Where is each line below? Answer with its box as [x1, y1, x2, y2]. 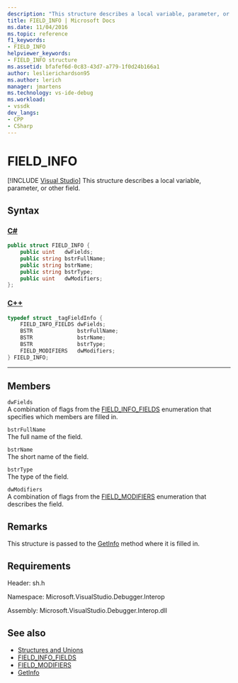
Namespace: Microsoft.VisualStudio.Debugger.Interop [7, 593, 165, 601]
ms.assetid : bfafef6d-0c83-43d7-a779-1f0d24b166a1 [7, 63, 160, 70]
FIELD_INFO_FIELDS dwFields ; [20, 321, 106, 328]
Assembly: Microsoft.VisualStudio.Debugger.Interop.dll [7, 606, 168, 615]
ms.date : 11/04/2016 [7, 23, 69, 30]
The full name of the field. [7, 433, 83, 441]
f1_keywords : [7, 37, 46, 44]
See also [7, 627, 46, 639]
